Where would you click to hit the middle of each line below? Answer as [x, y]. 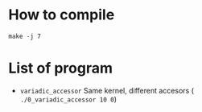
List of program [60, 68]
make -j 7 [25, 36]
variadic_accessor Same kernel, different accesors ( [107, 90]
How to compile [62, 15]
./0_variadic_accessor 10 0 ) [68, 99]
